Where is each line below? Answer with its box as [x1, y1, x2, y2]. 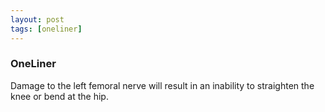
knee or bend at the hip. [10, 90, 109, 102]
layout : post [10, 14, 65, 25]
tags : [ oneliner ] [10, 24, 83, 34]
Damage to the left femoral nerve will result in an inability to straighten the [10, 79, 315, 91]
